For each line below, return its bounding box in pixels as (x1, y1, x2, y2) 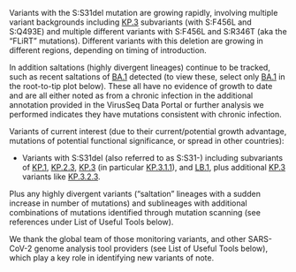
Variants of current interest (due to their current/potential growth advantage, (9, 126, 287, 136)
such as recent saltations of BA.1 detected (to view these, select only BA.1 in (9, 72, 285, 82)
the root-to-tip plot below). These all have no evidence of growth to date (9, 81, 273, 91)
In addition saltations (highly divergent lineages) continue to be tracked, (9, 62, 271, 72)
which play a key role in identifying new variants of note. (9, 253, 215, 263)
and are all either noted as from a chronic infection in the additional (9, 90, 254, 101)
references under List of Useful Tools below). (9, 216, 174, 227)
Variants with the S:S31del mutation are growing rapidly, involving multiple (9, 8, 278, 18)
